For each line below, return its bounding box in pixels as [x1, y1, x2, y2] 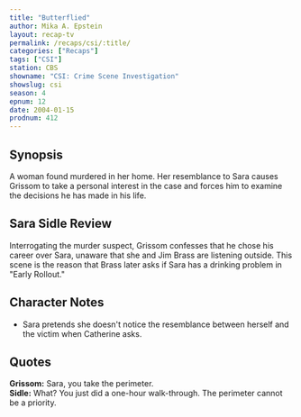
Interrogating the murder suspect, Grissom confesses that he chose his [9, 240, 274, 250]
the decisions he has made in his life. [9, 190, 147, 201]
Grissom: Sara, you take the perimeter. [9, 378, 154, 389]
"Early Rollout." [9, 268, 66, 279]
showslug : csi [9, 80, 63, 89]
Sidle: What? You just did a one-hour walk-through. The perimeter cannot [9, 388, 283, 399]
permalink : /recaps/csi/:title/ [9, 38, 131, 48]
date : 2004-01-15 [9, 105, 75, 114]
